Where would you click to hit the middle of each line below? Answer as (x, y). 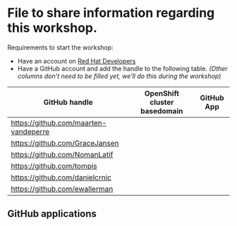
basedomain (162, 111)
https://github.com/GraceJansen (65, 143)
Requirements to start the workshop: (60, 47)
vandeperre (30, 132)
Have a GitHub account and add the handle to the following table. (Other (122, 68)
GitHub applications (52, 214)
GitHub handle (68, 102)
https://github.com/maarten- (59, 123)
